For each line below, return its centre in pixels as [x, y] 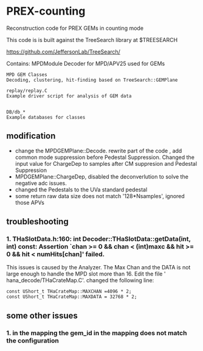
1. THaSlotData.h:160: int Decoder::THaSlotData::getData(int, [98, 239]
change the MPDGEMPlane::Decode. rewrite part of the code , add [98, 151]
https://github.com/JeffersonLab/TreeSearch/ [63, 51]
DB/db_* [16, 112]
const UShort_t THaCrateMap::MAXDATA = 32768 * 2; [72, 297]
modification [31, 136]
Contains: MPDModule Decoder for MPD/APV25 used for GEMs [86, 63]
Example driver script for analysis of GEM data [69, 96]
